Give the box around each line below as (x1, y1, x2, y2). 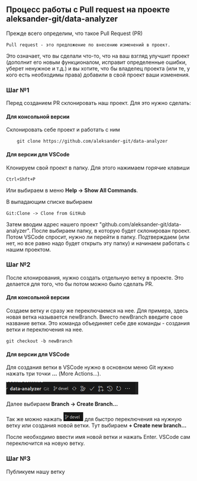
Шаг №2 (6, 261, 31, 269)
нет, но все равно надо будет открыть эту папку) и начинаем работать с (6, 239, 190, 246)
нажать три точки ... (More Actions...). (6, 370, 101, 377)
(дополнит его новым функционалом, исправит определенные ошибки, (6, 59, 187, 66)
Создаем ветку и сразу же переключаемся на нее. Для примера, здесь (6, 307, 189, 315)
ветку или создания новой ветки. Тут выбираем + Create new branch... (6, 422, 187, 429)
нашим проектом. (6, 246, 51, 253)
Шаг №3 (6, 454, 31, 463)
